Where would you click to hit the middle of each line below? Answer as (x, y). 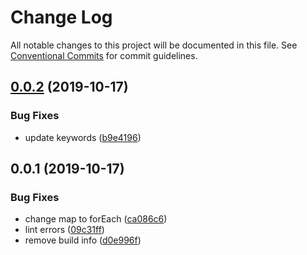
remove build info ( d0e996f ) (83, 240)
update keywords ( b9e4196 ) (83, 137)
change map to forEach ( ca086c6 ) (96, 219)
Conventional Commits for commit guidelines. (104, 55)
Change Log (61, 17)
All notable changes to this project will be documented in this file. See (154, 45)
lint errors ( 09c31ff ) (64, 230)
